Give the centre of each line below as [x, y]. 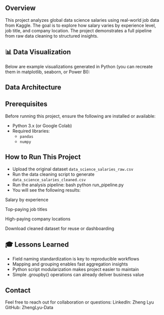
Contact [18, 290]
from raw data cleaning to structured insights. [52, 36]
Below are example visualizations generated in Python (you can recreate [79, 66]
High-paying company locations [38, 219]
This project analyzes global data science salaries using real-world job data [82, 20]
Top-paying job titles [26, 209]
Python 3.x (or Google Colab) [42, 125]
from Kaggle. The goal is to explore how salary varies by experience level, [81, 25]
